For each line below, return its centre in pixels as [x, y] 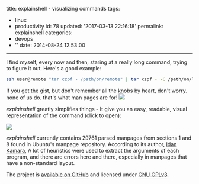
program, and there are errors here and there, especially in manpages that [97, 157]
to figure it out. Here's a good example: [54, 68]
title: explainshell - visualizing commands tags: [63, 9]
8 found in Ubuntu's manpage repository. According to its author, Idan [92, 144]
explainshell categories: [44, 33]
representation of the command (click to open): [64, 115]
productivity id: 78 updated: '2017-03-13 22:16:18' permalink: [89, 26]
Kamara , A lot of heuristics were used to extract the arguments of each [93, 150]
